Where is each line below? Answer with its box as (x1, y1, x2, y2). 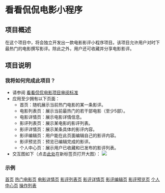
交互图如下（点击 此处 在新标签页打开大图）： (12, 151, 101, 157)
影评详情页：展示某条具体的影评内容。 (19, 126, 97, 132)
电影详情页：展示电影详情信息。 (19, 114, 84, 120)
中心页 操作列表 (5, 182, 37, 188)
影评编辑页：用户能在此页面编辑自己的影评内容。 (19, 132, 119, 138)
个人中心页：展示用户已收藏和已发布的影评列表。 (19, 144, 119, 150)
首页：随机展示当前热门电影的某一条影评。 (19, 102, 106, 108)
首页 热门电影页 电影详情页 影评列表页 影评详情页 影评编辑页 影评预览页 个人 (5, 176, 160, 182)
